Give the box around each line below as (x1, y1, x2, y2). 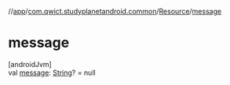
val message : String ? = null (8, 68, 96, 77)
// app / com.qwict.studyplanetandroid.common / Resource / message (8, 7, 222, 16)
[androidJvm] (8, 59, 53, 69)
